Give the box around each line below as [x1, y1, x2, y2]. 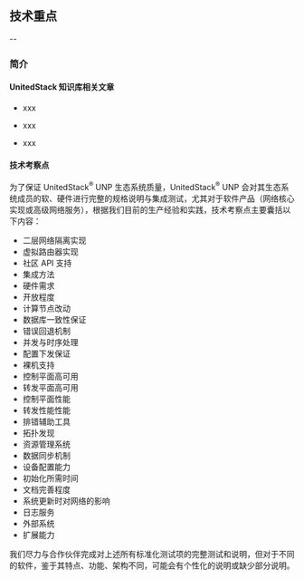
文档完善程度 [22, 484, 71, 495]
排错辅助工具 [22, 416, 71, 427]
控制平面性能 [22, 393, 71, 404]
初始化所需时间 [22, 472, 79, 483]
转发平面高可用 [22, 381, 79, 392]
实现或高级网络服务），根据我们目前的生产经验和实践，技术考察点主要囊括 [9, 204, 283, 215]
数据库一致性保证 [22, 314, 87, 324]
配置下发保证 [22, 348, 71, 359]
